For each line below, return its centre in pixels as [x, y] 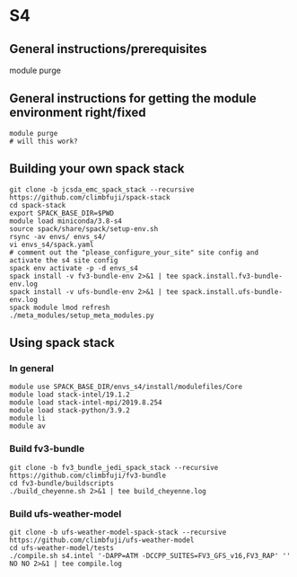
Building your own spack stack [97, 169]
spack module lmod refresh [60, 307]
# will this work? [44, 141]
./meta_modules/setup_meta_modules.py [82, 315]
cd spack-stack [38, 205]
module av [28, 426]
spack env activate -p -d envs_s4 [74, 268]
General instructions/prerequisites [108, 49]
